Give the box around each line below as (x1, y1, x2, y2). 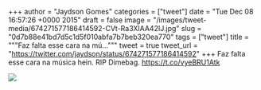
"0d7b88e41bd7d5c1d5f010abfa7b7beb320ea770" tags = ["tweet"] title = (8, 32, 249, 41)
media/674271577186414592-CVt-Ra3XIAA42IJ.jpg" (8, 24, 180, 33)
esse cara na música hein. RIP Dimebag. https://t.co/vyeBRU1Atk (8, 57, 220, 67)
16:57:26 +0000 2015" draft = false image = (8, 15, 152, 25)
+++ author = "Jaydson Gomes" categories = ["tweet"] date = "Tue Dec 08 (8, 7, 254, 16)
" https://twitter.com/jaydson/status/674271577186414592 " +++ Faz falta (8, 49, 246, 58)
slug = (181, 24, 202, 33)
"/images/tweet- (152, 15, 207, 25)
